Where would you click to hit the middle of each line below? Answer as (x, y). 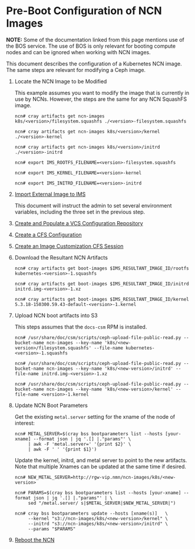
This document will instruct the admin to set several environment (93, 205)
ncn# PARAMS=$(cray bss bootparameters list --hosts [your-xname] (98, 493)
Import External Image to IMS (50, 194)
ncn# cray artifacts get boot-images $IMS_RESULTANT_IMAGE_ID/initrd (102, 284)
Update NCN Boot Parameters (51, 405)
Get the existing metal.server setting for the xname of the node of (95, 416)
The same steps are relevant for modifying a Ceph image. (76, 70)
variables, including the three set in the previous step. (80, 212)
